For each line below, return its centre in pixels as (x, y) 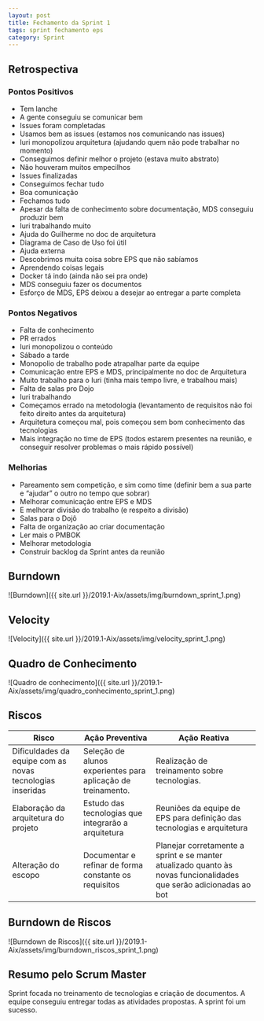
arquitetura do (38, 817)
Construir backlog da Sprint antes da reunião (92, 551)
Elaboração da (38, 808)
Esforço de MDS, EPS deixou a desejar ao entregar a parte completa (130, 293)
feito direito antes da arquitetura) (73, 414)
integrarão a (105, 823)
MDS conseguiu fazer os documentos (81, 284)
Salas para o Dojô (48, 518)
